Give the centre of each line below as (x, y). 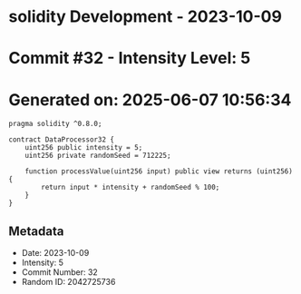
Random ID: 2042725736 (68, 282)
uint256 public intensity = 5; (84, 148)
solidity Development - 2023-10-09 (146, 17)
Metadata (36, 231)
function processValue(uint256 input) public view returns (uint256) (159, 171)
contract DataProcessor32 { (62, 140)
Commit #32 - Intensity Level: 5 (130, 59)
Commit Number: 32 (60, 272)
